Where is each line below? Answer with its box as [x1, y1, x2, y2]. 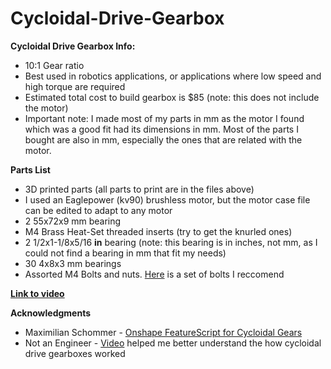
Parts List [10, 163, 51, 176]
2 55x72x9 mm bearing [24, 215, 122, 227]
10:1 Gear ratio [24, 59, 85, 71]
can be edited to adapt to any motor [24, 204, 173, 216]
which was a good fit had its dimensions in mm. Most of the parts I [24, 123, 299, 135]
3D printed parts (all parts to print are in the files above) [24, 183, 255, 195]
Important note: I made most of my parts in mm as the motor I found [24, 112, 305, 124]
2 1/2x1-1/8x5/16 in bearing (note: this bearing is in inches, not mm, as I [24, 236, 318, 248]
